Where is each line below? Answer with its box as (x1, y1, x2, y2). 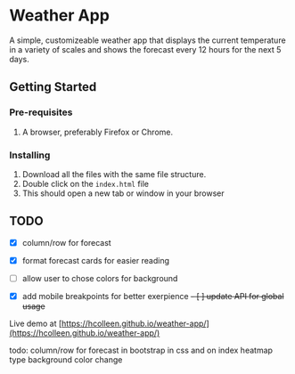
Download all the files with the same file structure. (21, 168, 207, 179)
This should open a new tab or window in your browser (21, 188, 225, 199)
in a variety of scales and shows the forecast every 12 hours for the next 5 (9, 44, 282, 54)
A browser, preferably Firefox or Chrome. (21, 126, 174, 137)
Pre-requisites (9, 106, 73, 118)
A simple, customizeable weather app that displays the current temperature (9, 35, 287, 45)
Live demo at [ (9, 318, 62, 329)
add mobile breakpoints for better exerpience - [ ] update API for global (21, 290, 284, 301)
